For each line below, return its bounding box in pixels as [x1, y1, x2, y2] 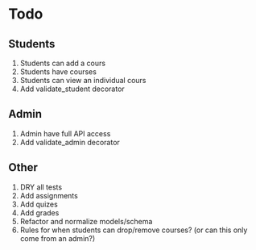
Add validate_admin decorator [19, 137, 121, 147]
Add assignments [19, 190, 78, 200]
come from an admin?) [19, 233, 96, 243]
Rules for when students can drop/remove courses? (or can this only [19, 225, 248, 235]
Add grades [19, 207, 60, 218]
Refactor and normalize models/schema [19, 216, 153, 226]
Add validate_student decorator [19, 84, 125, 94]
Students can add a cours [19, 58, 106, 68]
